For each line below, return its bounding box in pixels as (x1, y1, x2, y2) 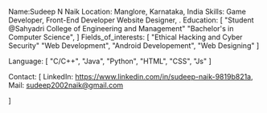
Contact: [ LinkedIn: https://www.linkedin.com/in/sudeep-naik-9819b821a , (8, 72, 253, 81)
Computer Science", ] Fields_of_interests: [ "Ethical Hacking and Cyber (8, 32, 243, 42)
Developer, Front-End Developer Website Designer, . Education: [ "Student (8, 15, 255, 25)
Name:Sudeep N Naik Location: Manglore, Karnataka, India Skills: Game (8, 7, 247, 16)
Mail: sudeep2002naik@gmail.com (8, 80, 124, 90)
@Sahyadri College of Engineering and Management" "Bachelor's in (8, 24, 235, 33)
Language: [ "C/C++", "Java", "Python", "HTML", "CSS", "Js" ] (8, 56, 212, 66)
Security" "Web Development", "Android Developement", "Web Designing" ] (8, 41, 260, 50)
